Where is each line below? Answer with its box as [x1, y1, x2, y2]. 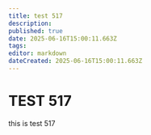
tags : [8, 42, 27, 50]
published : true [8, 27, 63, 35]
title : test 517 [8, 11, 63, 20]
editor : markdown [8, 49, 67, 57]
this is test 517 [8, 118, 56, 128]
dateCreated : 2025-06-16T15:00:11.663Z [8, 57, 143, 65]
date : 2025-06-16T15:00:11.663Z [8, 34, 117, 43]
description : [8, 19, 52, 27]
